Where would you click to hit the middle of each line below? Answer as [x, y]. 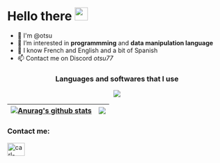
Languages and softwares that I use [117, 79]
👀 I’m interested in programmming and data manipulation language [115, 42]
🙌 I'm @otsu [35, 36]
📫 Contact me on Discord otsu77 [65, 58]
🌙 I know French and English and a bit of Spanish [87, 50]
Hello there [40, 16]
